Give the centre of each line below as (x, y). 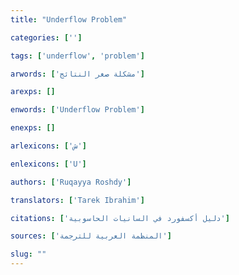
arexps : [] (33, 92)
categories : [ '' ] (46, 37)
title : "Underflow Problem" (69, 19)
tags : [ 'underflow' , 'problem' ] (77, 56)
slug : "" (28, 254)
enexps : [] (33, 128)
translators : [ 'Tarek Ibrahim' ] (77, 200)
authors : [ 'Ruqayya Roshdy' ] (71, 182)
